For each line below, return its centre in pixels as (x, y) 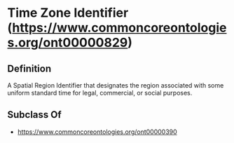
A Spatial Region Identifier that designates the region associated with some (116, 85)
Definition (29, 68)
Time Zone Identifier (68, 13)
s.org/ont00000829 (68, 43)
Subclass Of (34, 115)
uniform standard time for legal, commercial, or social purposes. (100, 93)
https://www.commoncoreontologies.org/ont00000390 (97, 132)
